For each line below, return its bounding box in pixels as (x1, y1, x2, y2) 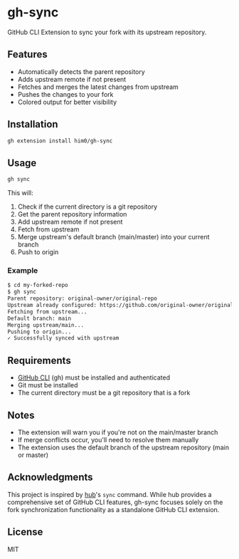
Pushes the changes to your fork (17, 90, 114, 98)
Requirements (7, 354, 71, 367)
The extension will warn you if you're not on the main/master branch (17, 428, 218, 437)
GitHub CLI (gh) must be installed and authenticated (17, 373, 171, 382)
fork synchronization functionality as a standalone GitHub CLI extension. (7, 505, 220, 513)
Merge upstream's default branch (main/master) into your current (17, 233, 210, 241)
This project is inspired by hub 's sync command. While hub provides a (7, 490, 212, 498)
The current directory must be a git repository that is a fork (17, 389, 191, 397)
